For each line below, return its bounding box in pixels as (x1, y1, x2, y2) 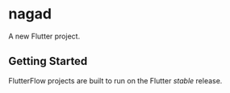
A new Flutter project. (8, 31, 81, 41)
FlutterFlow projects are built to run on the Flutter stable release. (8, 75, 223, 85)
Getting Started (8, 55, 88, 68)
